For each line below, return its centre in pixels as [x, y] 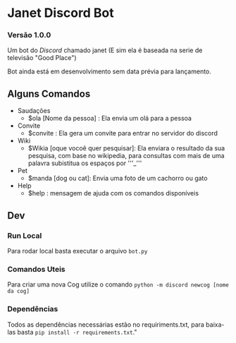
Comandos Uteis [36, 269]
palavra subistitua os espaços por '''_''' [85, 163]
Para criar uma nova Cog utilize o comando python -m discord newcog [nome [118, 284]
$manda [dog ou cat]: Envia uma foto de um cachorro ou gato [118, 179]
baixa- [215, 324]
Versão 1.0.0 [29, 35]
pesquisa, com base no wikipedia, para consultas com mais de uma [126, 156]
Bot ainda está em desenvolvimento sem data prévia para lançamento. [109, 71]
